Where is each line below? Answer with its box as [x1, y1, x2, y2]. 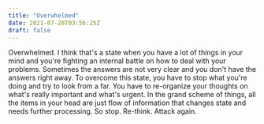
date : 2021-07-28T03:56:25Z [8, 19, 101, 27]
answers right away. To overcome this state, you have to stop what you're [8, 73, 247, 83]
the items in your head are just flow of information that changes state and [8, 98, 247, 107]
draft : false [8, 26, 51, 34]
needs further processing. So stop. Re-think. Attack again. [8, 107, 197, 116]
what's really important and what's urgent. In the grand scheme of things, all [8, 90, 256, 100]
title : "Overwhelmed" [8, 11, 80, 20]
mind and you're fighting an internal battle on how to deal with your [8, 56, 226, 66]
